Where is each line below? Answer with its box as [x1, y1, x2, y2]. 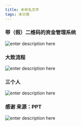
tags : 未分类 [5, 12, 30, 17]
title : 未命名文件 [5, 7, 40, 12]
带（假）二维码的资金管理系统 [5, 29, 77, 36]
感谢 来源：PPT [5, 103, 42, 110]
